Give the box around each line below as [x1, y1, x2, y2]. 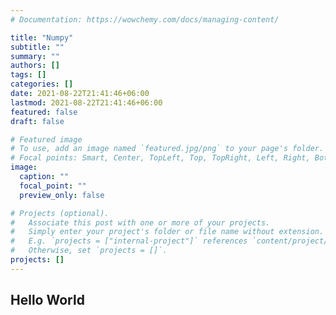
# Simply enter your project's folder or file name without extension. [10, 227, 325, 237]
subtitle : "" [10, 42, 65, 52]
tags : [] [10, 70, 47, 80]
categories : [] [10, 79, 74, 90]
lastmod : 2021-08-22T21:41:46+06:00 [10, 97, 163, 108]
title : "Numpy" [10, 32, 74, 43]
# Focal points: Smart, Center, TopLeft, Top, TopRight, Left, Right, [10, 153, 311, 163]
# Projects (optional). [10, 208, 110, 218]
